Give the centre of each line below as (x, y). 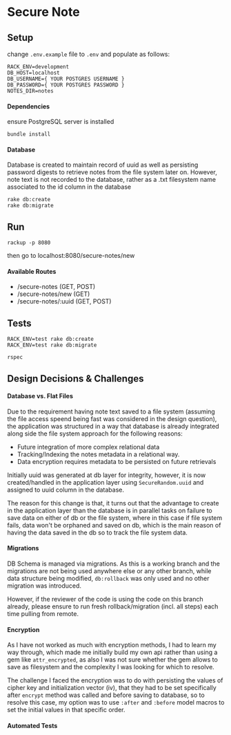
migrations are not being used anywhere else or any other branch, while (109, 571)
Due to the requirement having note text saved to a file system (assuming (111, 411)
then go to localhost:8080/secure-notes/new (71, 256)
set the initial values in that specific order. (66, 710)
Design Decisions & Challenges (76, 379)
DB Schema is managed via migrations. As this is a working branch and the (114, 564)
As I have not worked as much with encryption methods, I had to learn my (112, 645)
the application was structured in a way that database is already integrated (113, 426)
